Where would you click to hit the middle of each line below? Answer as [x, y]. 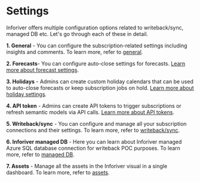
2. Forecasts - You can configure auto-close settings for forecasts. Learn [96, 63]
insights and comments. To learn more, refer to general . [75, 51]
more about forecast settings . [43, 69]
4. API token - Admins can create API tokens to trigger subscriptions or [94, 105]
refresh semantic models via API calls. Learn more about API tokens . [90, 112]
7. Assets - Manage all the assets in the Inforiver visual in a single [87, 166]
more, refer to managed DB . [40, 154]
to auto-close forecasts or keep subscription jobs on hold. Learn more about [100, 87]
